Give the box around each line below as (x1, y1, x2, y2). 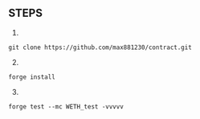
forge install (8, 72, 56, 81)
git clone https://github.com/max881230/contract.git (8, 43, 193, 51)
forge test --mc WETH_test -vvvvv (8, 102, 124, 111)
